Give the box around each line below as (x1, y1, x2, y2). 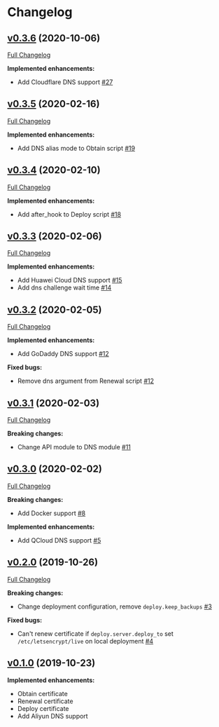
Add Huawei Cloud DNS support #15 (17, 276, 122, 285)
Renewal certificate (17, 697, 73, 705)
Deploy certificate (17, 704, 69, 712)
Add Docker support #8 (17, 509, 86, 517)
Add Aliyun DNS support (17, 712, 89, 720)
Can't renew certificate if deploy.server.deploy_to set (17, 629, 174, 638)
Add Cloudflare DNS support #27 (17, 78, 113, 86)
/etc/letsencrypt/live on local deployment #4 (17, 637, 154, 645)
